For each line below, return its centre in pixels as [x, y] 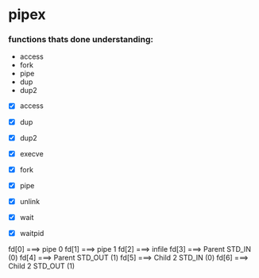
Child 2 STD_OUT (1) [42, 266]
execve [31, 153]
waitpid [32, 233]
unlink [30, 201]
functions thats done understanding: [81, 40]
